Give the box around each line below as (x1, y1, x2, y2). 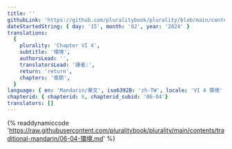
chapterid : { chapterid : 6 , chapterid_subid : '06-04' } (7, 94, 168, 101)
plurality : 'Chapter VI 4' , (19, 42, 100, 49)
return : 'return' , (19, 68, 72, 74)
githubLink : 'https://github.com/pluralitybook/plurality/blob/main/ (7, 17, 212, 23)
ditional (7, 134, 28, 142)
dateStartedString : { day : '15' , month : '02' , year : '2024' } (7, 23, 190, 30)
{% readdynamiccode (7, 119, 69, 127)
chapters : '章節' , (19, 74, 70, 81)
